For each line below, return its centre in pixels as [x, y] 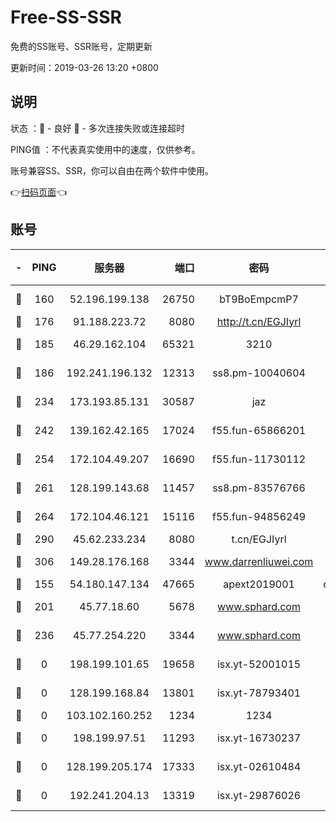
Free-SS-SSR [66, 17]
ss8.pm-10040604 [259, 373]
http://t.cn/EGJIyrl [259, 321]
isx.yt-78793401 [259, 693]
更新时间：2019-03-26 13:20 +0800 [84, 67]
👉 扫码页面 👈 [39, 192]
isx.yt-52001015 [259, 664]
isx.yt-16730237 [259, 738]
